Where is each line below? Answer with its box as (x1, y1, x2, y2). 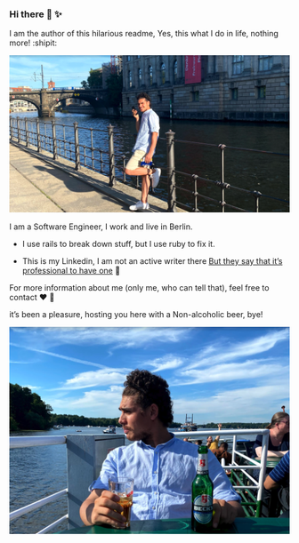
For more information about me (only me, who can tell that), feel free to (9, 282, 270, 292)
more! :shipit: (9, 37, 58, 48)
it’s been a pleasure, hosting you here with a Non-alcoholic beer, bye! (9, 308, 263, 319)
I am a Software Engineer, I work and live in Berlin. (9, 221, 193, 232)
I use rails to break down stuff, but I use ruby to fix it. (21, 238, 215, 249)
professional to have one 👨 (21, 265, 121, 275)
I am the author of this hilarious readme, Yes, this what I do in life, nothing (9, 28, 279, 39)
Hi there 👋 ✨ (9, 8, 62, 20)
